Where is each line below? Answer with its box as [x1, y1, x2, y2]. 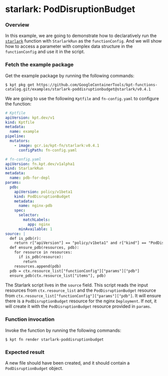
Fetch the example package [5, 61, 74, 68]
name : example [9, 129, 39, 134]
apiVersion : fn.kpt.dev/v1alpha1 [5, 161, 75, 166]
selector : [18, 213, 39, 218]
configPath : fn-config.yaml [18, 148, 77, 153]
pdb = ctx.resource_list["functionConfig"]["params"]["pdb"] [9, 268, 140, 273]
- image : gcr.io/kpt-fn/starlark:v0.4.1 [14, 143, 99, 148]
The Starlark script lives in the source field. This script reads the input [5, 282, 148, 288]
